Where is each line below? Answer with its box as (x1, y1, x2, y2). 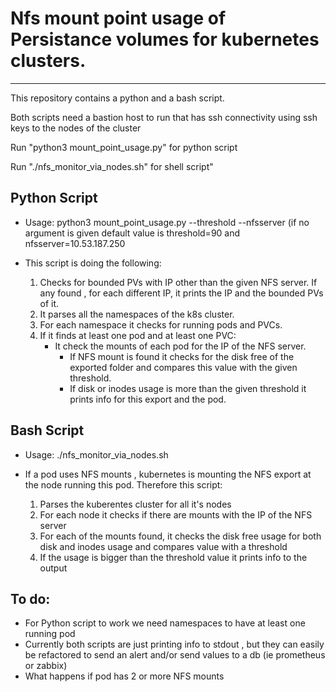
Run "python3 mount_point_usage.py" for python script (10, 141, 238, 153)
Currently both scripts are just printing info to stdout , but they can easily (24, 638, 325, 651)
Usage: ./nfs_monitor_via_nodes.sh (24, 448, 169, 461)
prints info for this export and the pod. (69, 393, 227, 405)
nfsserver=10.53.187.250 (24, 237, 126, 249)
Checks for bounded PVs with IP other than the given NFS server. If (39, 276, 318, 288)
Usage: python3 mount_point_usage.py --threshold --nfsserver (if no (24, 216, 310, 228)
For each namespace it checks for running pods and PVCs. (39, 318, 283, 331)
